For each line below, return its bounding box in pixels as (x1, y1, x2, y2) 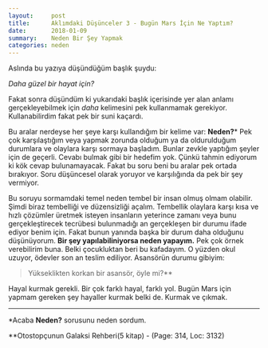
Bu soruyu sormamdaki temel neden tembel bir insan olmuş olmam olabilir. (8, 194, 253, 203)
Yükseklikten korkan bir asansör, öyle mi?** (27, 269, 173, 278)
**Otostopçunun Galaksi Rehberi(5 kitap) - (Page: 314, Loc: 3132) (8, 331, 225, 341)
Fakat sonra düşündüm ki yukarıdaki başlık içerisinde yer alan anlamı (8, 94, 234, 104)
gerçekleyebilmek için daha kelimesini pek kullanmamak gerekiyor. (8, 103, 227, 113)
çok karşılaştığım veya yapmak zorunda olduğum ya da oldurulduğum (8, 135, 237, 145)
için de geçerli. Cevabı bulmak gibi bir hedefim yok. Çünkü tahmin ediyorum (8, 153, 258, 162)
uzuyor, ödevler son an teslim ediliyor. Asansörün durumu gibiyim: (8, 253, 225, 262)
